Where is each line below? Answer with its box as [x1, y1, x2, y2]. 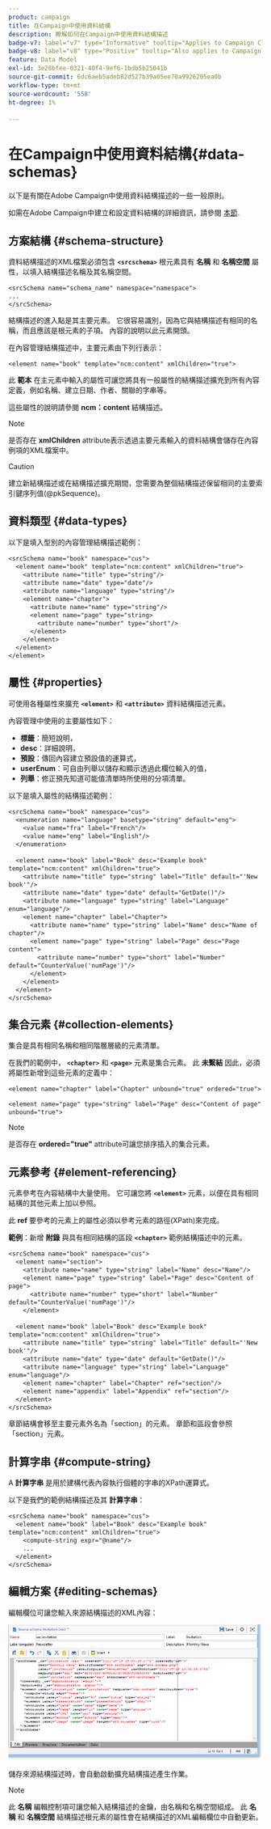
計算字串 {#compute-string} [8, 1454, 152, 1468]
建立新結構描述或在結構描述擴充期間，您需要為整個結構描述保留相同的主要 [8, 478, 256, 488]
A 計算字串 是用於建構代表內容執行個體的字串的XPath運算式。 [8, 1478, 214, 1488]
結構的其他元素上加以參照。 [8, 1198, 101, 1209]
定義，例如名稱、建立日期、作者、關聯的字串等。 [8, 385, 171, 395]
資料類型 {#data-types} [8, 514, 127, 528]
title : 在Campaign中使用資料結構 [8, 21, 111, 30]
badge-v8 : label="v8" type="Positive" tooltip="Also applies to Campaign [8, 47, 262, 56]
